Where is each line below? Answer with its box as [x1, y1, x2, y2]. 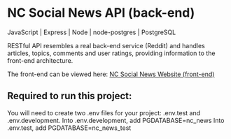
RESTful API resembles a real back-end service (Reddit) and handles [7, 41, 205, 50]
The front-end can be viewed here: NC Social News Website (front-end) [7, 70, 215, 78]
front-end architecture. [7, 56, 73, 64]
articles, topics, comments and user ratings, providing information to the [7, 49, 216, 57]
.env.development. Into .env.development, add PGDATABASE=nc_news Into [7, 116, 225, 124]
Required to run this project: [7, 90, 132, 102]
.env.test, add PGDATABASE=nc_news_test [7, 124, 132, 132]
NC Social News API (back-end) [7, 5, 195, 21]
